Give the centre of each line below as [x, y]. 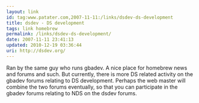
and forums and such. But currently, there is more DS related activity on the [100, 74]
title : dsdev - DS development [45, 23]
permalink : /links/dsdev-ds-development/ [59, 34]
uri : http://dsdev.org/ [36, 51]
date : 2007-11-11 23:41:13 [40, 40]
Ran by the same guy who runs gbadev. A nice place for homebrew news [97, 68]
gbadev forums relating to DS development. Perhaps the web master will [96, 80]
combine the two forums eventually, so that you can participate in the [92, 87]
